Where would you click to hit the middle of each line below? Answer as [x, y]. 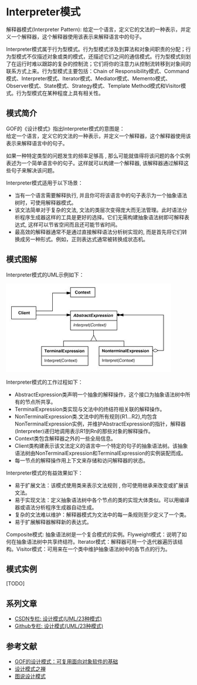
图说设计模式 [30, 676]
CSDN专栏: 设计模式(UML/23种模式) [58, 619]
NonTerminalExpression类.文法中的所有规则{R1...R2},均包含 [86, 416]
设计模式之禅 [30, 669]
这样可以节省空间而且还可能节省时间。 [74, 224]
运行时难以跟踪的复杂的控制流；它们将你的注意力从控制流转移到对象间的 [103, 64]
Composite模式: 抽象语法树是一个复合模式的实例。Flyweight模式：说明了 [94, 534]
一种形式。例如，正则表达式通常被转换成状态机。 [89, 239]
